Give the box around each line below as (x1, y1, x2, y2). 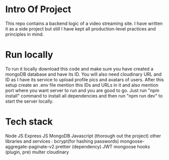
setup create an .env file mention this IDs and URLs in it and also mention (5, 82, 159, 88)
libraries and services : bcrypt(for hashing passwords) (5, 138, 119, 144)
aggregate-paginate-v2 (5, 143, 54, 149)
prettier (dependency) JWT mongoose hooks (55, 143, 150, 149)
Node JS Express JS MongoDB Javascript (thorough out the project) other (5, 133, 161, 139)
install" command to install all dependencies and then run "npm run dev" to (5, 92, 163, 99)
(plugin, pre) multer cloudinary (5, 149, 69, 155)
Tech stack (5, 116, 53, 127)
